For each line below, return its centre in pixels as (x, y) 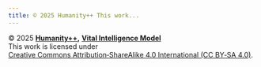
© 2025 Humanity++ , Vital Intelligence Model (85, 38)
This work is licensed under (53, 46)
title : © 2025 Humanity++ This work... (74, 15)
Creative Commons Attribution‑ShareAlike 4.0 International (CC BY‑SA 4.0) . (130, 54)
